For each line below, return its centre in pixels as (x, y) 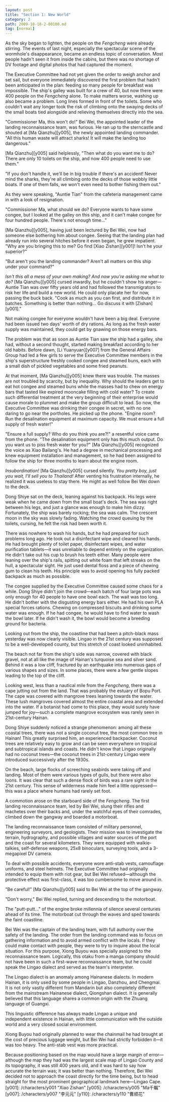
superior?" (16, 251)
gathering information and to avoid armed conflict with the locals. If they (80, 940)
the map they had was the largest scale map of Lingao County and (94, 1060)
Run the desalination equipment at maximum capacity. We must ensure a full (85, 419)
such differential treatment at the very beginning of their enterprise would (81, 397)
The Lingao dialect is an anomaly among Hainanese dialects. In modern (79, 977)
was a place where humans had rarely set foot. (63, 791)
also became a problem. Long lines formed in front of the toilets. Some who (84, 101)
